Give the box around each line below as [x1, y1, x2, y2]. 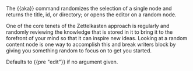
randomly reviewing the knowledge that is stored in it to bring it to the [6, 29, 173, 35]
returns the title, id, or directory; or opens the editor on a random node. [6, 11, 177, 18]
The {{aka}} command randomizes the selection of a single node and [6, 5, 172, 12]
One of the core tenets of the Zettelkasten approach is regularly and [6, 23, 170, 29]
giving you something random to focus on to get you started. [6, 47, 152, 54]
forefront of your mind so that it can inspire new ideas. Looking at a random [6, 35, 188, 41]
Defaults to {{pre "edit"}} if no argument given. [6, 58, 118, 65]
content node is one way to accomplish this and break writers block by [6, 41, 176, 48]
